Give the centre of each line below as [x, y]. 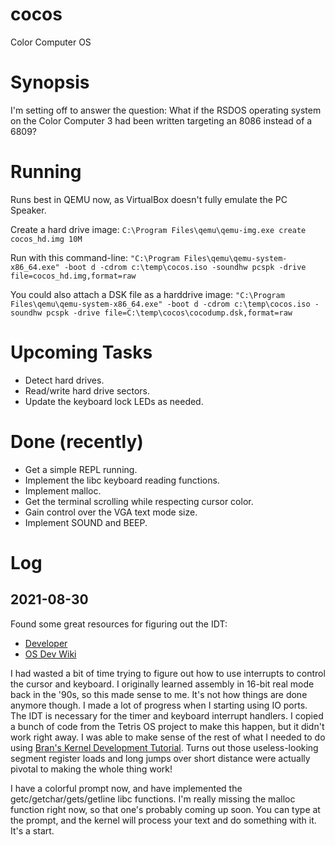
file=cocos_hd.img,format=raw [73, 276]
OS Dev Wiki [50, 654]
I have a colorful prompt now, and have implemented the [126, 788]
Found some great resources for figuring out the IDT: [119, 624]
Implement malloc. [63, 490]
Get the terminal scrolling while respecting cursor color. [139, 501]
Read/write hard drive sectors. [87, 390]
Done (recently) [77, 441]
